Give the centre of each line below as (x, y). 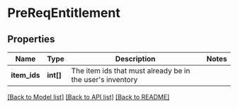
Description (135, 59)
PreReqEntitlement (64, 13)
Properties (31, 39)
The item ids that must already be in (131, 71)
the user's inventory (104, 79)
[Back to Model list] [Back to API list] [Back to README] (89, 97)
